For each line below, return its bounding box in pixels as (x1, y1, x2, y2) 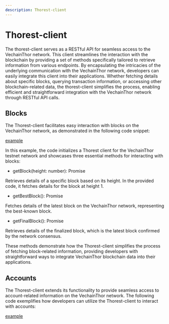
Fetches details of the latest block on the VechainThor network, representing (5, 203, 164, 209)
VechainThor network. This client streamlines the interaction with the (5, 51, 148, 57)
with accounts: (5, 303, 36, 309)
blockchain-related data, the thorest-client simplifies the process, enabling (5, 84, 160, 90)
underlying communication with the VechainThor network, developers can (5, 67, 159, 73)
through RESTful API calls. (5, 94, 60, 100)
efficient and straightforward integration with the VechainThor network (5, 89, 152, 95)
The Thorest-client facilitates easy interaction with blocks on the (5, 123, 139, 129)
